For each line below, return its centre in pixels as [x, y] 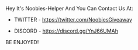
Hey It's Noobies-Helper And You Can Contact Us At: [69, 8]
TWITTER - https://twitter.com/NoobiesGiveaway [73, 19]
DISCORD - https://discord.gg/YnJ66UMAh [66, 31]
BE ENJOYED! [22, 42]
